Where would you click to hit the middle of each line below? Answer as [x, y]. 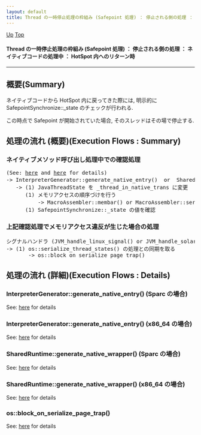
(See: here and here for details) [57, 173]
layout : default [26, 12]
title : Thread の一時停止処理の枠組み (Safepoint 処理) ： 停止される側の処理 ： [100, 17]
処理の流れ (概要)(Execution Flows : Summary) [94, 141]
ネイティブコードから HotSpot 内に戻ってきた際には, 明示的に [82, 100]
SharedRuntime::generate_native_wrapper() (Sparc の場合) [93, 354]
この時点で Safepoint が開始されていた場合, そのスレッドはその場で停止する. [100, 120]
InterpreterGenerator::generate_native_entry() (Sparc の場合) [97, 293]
